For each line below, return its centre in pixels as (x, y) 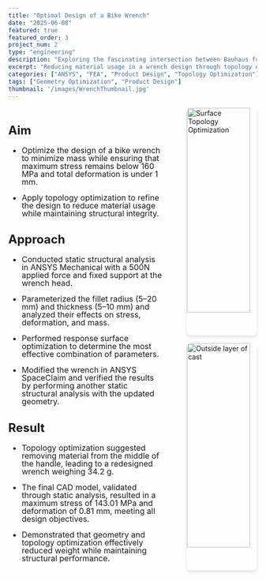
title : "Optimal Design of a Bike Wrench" (79, 15)
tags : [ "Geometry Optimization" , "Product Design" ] (95, 81)
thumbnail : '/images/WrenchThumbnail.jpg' (79, 89)
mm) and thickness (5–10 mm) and (86, 307)
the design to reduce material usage (89, 205)
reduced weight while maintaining (84, 550)
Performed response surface (75, 339)
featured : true (33, 30)
